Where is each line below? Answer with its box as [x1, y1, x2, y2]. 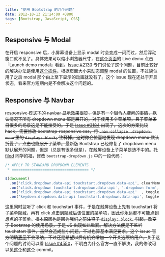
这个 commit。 [27, 247, 56, 253]
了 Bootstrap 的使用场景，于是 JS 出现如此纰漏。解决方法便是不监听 [5, 222, 142, 228]
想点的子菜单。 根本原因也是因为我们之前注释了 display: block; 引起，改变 [5, 216, 157, 222]
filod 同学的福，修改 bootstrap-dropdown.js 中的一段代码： [5, 153, 124, 158]
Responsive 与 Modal [5, 35, 71, 44]
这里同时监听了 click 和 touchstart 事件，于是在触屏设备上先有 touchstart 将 [5, 204, 158, 210]
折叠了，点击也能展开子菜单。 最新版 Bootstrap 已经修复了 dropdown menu [5, 141, 156, 146]
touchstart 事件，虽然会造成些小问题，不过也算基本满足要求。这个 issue [5, 229, 151, 234]
